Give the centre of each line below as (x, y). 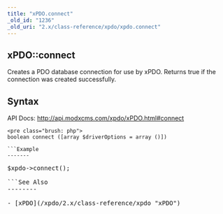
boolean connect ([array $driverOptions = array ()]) (87, 137)
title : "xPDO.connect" (40, 14)
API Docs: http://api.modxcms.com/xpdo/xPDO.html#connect (96, 118)
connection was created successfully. (62, 79)
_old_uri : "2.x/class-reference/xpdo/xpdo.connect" (84, 27)
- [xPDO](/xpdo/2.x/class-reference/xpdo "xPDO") (94, 203)
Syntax (23, 101)
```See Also (28, 182)
